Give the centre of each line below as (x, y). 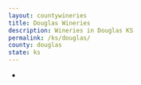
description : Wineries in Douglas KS (71, 30)
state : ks (25, 52)
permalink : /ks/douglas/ (49, 38)
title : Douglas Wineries (49, 23)
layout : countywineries (48, 15)
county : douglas (35, 45)
